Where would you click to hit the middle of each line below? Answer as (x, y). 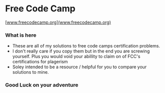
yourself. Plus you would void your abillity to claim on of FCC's (76, 56)
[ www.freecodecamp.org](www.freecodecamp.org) (58, 22)
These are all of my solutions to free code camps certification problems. (86, 46)
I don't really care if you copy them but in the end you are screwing (81, 51)
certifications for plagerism (40, 62)
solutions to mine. (31, 72)
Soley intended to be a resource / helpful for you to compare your (80, 67)
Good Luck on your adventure (42, 85)
